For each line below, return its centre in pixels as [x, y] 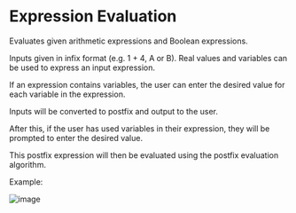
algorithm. [28, 164]
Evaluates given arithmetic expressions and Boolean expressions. [129, 41]
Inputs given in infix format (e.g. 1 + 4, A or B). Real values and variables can [148, 58]
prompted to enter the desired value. [76, 138]
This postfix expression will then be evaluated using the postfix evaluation [144, 155]
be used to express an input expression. [82, 67]
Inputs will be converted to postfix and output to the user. [114, 111]
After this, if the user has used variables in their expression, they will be [140, 128]
